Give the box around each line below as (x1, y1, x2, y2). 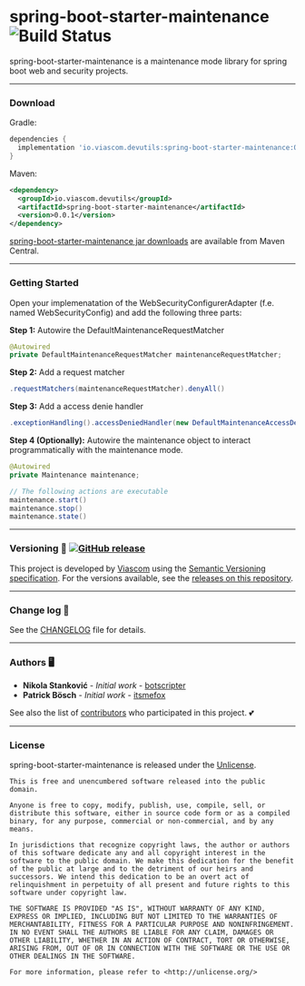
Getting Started (9, 277, 79, 290)
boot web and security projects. (9, 65, 129, 76)
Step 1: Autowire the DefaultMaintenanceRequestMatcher (9, 324, 225, 335)
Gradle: (9, 117, 37, 128)
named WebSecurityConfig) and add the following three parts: (9, 307, 242, 318)
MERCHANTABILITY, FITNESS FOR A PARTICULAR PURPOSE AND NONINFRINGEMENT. (9, 920, 295, 930)
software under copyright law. (9, 888, 128, 898)
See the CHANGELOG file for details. (9, 624, 147, 635)
